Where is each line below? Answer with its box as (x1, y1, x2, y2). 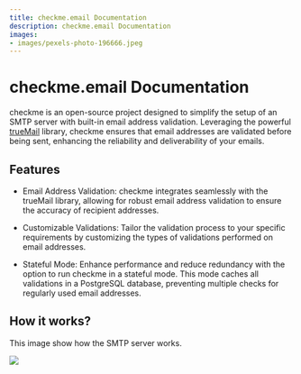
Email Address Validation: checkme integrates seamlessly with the (22, 186, 269, 196)
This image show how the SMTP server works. (9, 337, 182, 348)
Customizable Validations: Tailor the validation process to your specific (22, 223, 286, 233)
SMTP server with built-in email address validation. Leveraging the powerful (9, 116, 291, 127)
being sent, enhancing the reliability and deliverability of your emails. (9, 136, 265, 147)
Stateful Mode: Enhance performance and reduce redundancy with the (22, 259, 286, 269)
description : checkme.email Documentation (9, 22, 171, 31)
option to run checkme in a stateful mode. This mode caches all (22, 269, 260, 279)
